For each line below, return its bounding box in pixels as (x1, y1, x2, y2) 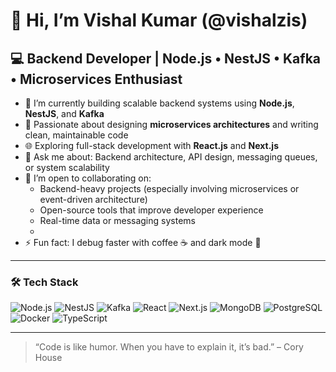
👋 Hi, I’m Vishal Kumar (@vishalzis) (10, 9, 308, 32)
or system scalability (24, 162, 110, 173)
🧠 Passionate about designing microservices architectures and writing (24, 119, 319, 130)
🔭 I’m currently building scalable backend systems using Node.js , (24, 97, 295, 109)
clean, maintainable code (24, 129, 129, 141)
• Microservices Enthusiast (10, 70, 183, 88)
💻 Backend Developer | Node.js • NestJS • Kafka (10, 50, 322, 67)
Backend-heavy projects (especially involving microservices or (39, 183, 300, 194)
